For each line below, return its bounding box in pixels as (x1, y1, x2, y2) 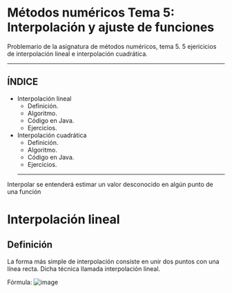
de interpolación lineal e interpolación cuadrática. (7, 50, 148, 58)
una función (7, 188, 41, 196)
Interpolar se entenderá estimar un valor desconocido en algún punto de (7, 180, 213, 188)
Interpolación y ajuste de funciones (7, 19, 215, 35)
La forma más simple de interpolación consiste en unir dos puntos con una (7, 257, 220, 265)
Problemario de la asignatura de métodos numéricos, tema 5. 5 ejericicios (7, 42, 217, 50)
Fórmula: (7, 278, 32, 286)
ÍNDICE (7, 76, 39, 88)
